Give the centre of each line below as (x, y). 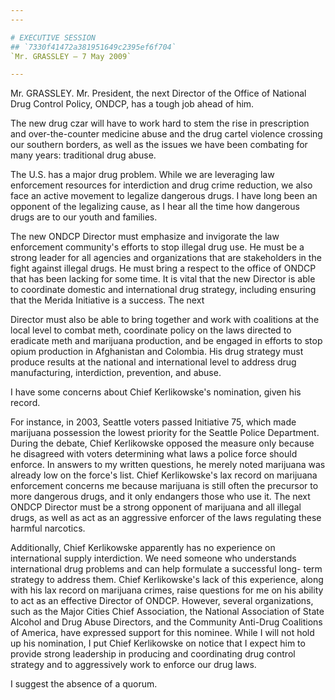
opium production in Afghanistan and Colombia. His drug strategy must (157, 352)
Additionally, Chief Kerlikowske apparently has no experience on (143, 548)
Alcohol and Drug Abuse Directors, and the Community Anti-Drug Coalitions (166, 622)
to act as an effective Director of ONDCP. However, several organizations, (162, 601)
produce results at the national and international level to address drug (153, 362)
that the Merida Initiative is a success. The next (107, 300)
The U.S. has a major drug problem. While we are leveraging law (142, 175)
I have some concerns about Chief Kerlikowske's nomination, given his (156, 392)
